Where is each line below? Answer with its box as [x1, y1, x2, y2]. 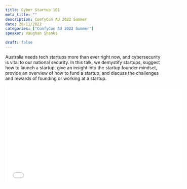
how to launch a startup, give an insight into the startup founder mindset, [5, 64, 158, 71]
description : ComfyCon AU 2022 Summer [5, 17, 87, 22]
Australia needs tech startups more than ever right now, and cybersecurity [5, 54, 161, 60]
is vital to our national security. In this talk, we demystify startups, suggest [5, 59, 160, 65]
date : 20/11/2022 [5, 21, 42, 27]
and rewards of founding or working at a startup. [5, 75, 107, 81]
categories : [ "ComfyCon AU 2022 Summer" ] [5, 26, 94, 31]
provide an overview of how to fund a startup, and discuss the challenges [5, 70, 159, 76]
